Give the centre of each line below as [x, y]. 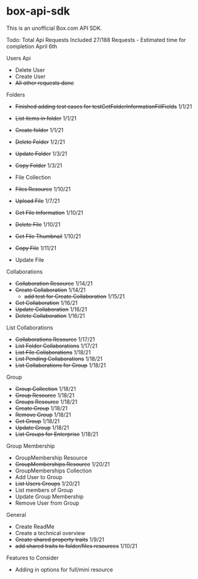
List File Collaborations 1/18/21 [53, 352]
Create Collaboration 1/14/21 [50, 290]
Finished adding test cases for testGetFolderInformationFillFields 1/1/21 [104, 106]
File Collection [33, 177]
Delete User [30, 70]
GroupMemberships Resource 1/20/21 [63, 464]
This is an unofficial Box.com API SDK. [54, 28]
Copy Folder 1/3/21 [39, 165]
